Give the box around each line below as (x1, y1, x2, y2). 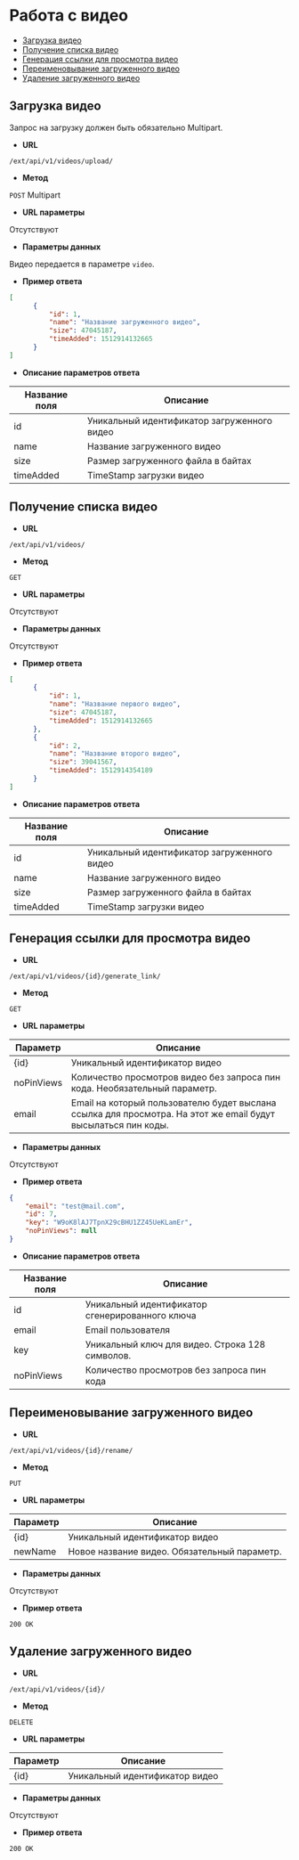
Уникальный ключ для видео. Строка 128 (85, 1338, 266, 1350)
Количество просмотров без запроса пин (85, 1364, 267, 1376)
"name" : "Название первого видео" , (48, 700, 181, 709)
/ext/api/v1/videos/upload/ (9, 157, 114, 166)
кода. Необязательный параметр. (70, 1081, 218, 1094)
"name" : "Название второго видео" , (48, 749, 181, 758)
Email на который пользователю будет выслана (70, 1097, 277, 1109)
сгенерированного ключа (85, 1309, 197, 1321)
